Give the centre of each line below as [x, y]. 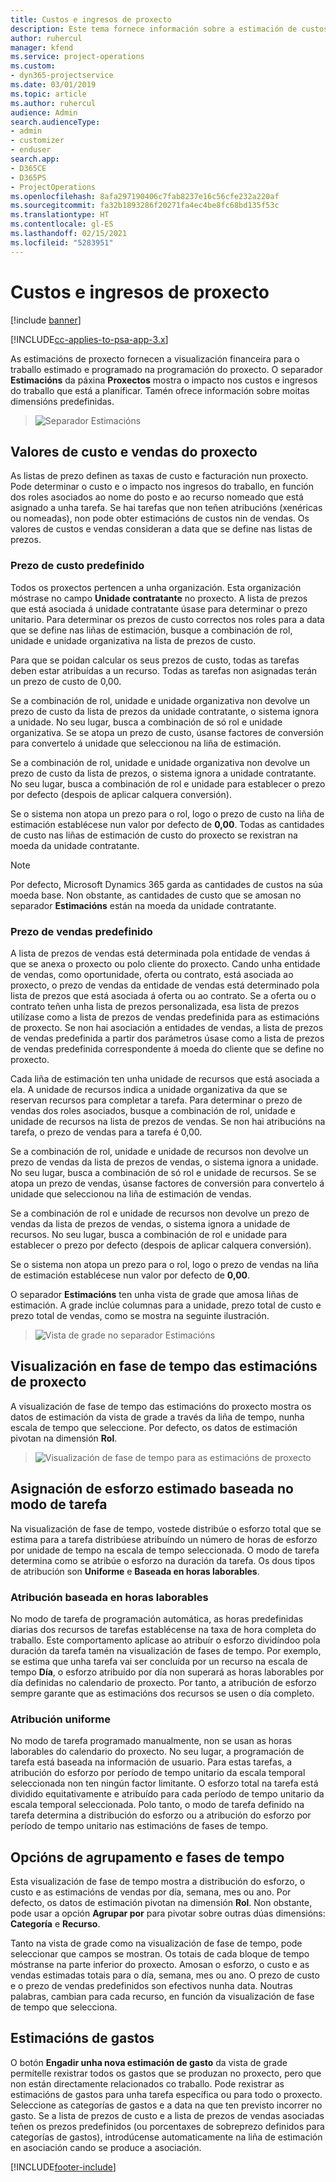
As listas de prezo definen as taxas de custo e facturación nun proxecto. [159, 476]
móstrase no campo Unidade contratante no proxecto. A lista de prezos [159, 598]
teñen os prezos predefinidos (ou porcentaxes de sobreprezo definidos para [167, 2126]
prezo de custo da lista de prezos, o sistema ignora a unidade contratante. [163, 773]
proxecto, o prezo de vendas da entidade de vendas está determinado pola [165, 985]
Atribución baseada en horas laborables [109, 1597]
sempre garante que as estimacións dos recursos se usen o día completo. [162, 1693]
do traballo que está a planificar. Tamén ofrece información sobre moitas [160, 390]
